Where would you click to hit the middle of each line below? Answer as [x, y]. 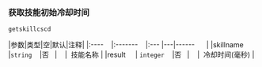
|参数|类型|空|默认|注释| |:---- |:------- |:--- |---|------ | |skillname [126, 45]
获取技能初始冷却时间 [49, 12]
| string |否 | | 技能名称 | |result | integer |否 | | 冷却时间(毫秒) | [131, 55]
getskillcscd [30, 29]
